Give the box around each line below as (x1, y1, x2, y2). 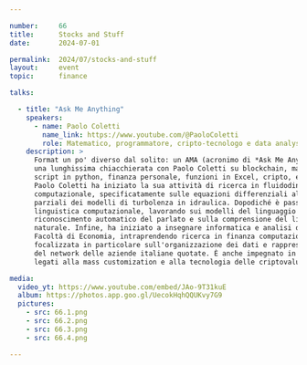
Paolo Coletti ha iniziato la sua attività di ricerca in (33, 181, 259, 190)
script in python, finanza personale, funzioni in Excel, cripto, (33, 172, 292, 182)
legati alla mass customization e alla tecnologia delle (33, 257, 256, 266)
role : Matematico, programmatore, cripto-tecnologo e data (42, 139, 272, 148)
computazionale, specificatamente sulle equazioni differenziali (33, 189, 288, 199)
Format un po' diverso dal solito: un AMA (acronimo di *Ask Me (33, 156, 284, 165)
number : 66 (9, 21, 68, 30)
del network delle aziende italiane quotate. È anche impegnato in (33, 248, 297, 258)
